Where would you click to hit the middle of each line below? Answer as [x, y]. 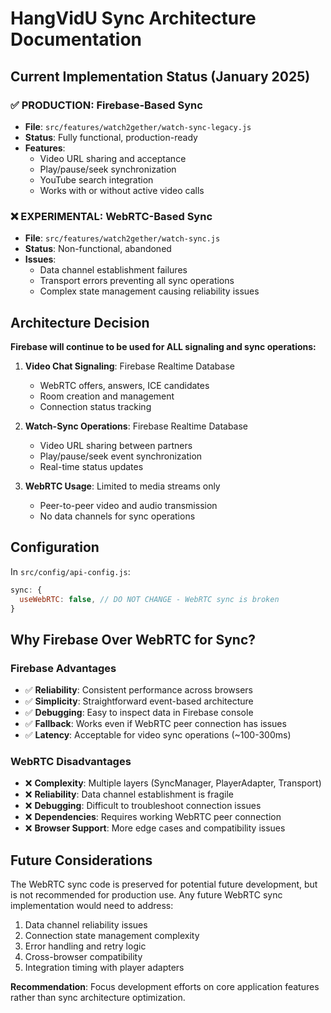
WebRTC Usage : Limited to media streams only [122, 486]
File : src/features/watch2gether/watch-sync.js [122, 238]
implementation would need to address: [92, 906]
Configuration [55, 547]
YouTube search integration [96, 179]
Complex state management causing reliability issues [149, 291]
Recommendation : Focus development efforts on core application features [165, 987]
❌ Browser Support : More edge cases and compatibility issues [155, 828]
